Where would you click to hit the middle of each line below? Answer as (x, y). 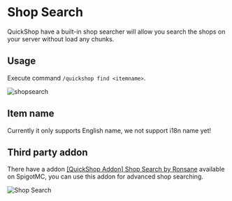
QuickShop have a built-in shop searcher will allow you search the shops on (116, 32)
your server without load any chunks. (61, 39)
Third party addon (48, 152)
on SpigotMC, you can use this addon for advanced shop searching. (106, 176)
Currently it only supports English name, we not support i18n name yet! (109, 130)
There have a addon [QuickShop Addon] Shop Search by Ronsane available (116, 169)
